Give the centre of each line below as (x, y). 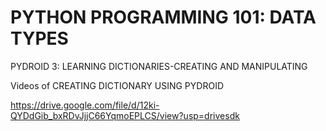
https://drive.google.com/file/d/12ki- (85, 105)
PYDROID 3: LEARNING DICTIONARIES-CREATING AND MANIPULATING (159, 66)
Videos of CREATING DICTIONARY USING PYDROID (117, 85)
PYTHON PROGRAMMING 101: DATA (163, 17)
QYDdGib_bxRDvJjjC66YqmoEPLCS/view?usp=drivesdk (125, 115)
